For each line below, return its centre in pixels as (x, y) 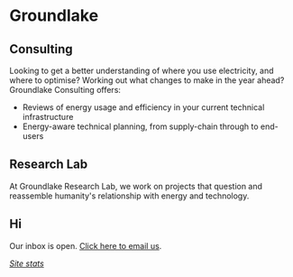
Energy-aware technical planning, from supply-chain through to (140, 126)
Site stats (27, 263)
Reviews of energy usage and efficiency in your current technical (143, 107)
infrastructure (48, 117)
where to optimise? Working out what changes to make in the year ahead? (147, 80)
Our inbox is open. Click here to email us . (86, 245)
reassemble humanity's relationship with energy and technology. (129, 196)
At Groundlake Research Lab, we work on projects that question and (136, 186)
